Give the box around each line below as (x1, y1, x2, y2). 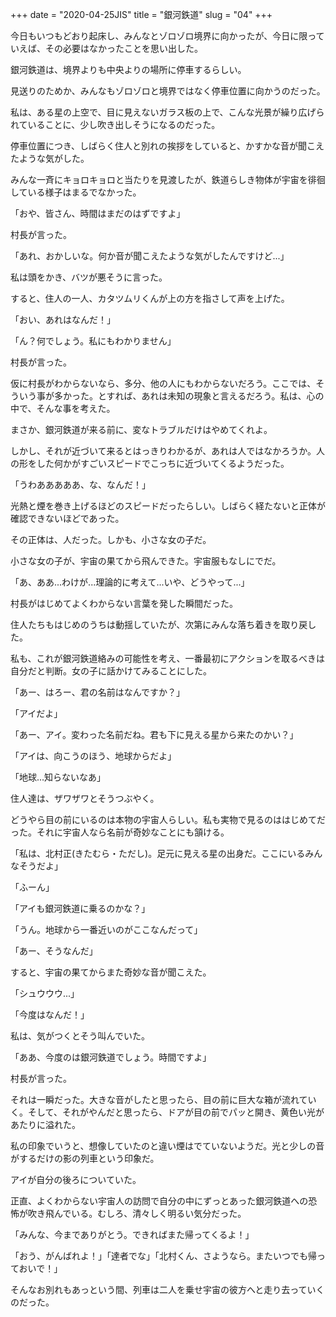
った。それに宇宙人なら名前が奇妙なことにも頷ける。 (10, 826, 230, 838)
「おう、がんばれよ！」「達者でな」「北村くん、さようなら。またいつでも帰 (10, 1250, 317, 1262)
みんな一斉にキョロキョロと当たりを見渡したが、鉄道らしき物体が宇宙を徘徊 (10, 174, 326, 185)
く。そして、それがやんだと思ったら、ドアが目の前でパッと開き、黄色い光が (10, 1106, 325, 1118)
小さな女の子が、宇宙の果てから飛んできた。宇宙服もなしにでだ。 (10, 555, 282, 567)
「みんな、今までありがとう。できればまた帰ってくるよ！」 (10, 1229, 255, 1240)
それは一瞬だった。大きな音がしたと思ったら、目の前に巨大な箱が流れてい (10, 1094, 317, 1105)
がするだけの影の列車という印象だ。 (10, 1153, 160, 1164)
